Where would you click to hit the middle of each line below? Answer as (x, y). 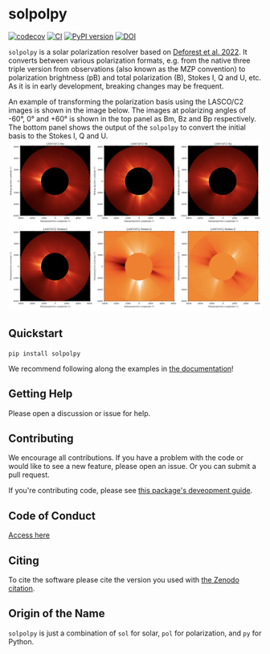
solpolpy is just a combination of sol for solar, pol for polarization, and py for (135, 633)
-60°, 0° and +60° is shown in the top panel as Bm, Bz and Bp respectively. (133, 118)
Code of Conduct (52, 516)
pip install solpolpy (45, 354)
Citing (24, 560)
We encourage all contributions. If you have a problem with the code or (126, 458)
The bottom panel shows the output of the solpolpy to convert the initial (127, 127)
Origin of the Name (57, 613)
